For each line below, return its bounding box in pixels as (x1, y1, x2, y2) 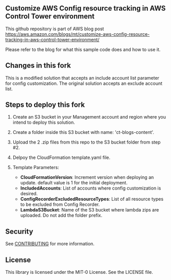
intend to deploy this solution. (12, 120, 75, 126)
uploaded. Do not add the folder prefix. (20, 212, 103, 219)
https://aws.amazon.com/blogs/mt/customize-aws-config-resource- (5, 31, 150, 37)
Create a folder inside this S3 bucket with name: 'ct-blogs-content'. (12, 129, 155, 135)
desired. (20, 191, 38, 197)
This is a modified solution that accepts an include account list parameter (5, 75, 160, 81)
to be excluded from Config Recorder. (20, 201, 100, 207)
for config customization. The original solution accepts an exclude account (5, 80, 162, 86)
